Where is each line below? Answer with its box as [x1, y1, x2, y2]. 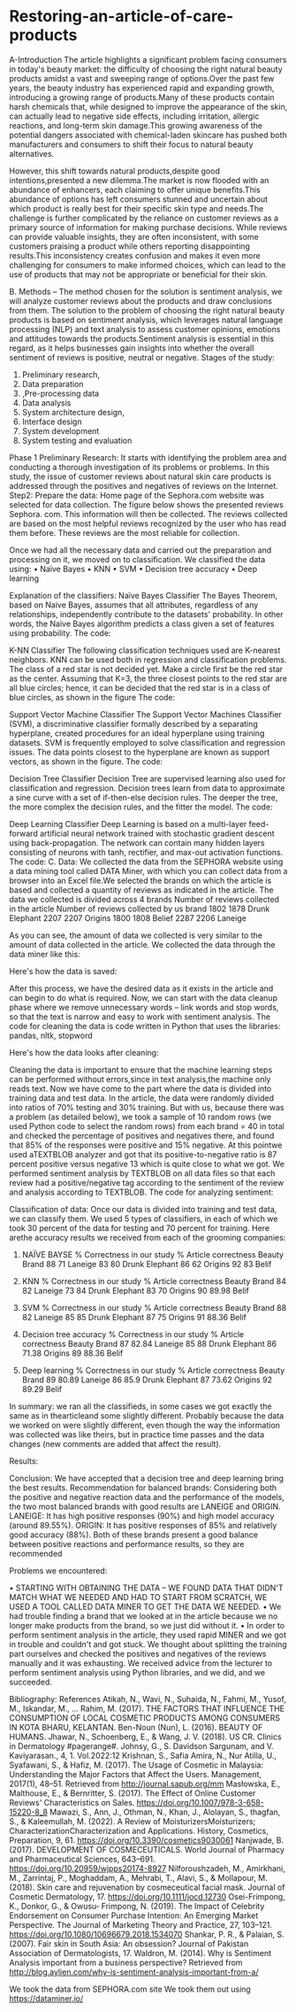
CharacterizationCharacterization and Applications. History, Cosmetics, [9, 1825, 269, 1836]
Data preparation [21, 378, 84, 389]
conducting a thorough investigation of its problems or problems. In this [9, 461, 269, 472]
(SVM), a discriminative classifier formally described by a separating [9, 718, 258, 729]
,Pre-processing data [21, 388, 100, 399]
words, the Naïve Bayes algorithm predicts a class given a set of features [9, 618, 275, 629]
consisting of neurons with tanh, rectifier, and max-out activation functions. [9, 847, 284, 857]
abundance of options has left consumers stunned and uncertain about [9, 193, 268, 205]
